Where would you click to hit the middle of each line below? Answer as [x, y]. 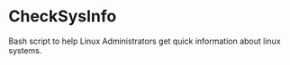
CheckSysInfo [63, 16]
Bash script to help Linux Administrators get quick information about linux [145, 41]
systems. [25, 50]
